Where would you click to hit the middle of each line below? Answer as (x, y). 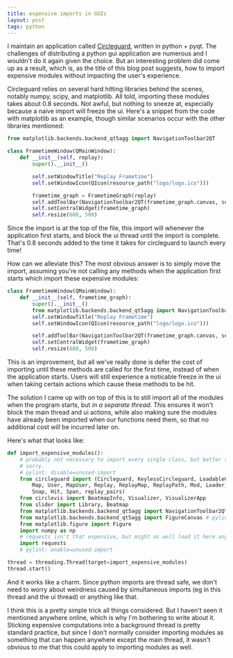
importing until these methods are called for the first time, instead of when (113, 369)
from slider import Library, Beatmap (74, 505)
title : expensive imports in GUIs (57, 14)
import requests (43, 544)
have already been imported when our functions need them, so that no (108, 419)
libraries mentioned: (36, 126)
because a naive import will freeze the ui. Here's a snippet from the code (111, 111)
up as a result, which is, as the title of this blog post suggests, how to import (116, 68)
